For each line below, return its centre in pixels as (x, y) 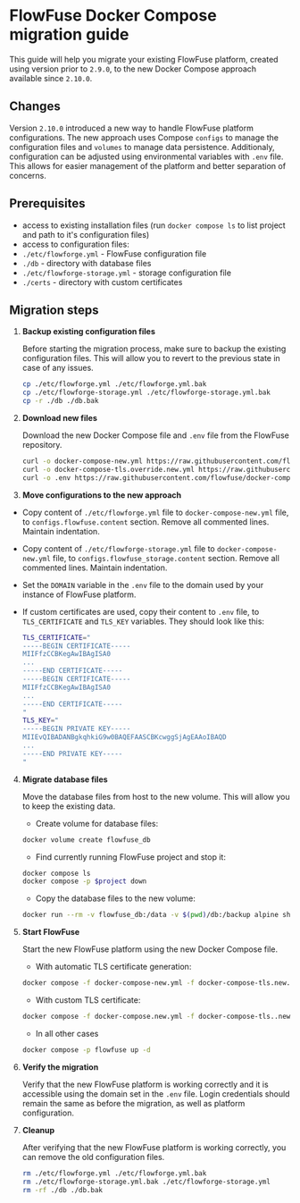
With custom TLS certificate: (88, 1000)
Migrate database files (65, 779)
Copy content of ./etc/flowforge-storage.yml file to (119, 548)
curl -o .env (46, 478)
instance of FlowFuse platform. (79, 594)
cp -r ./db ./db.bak (60, 401)
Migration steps (54, 310)
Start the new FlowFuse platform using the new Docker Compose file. (150, 949)
